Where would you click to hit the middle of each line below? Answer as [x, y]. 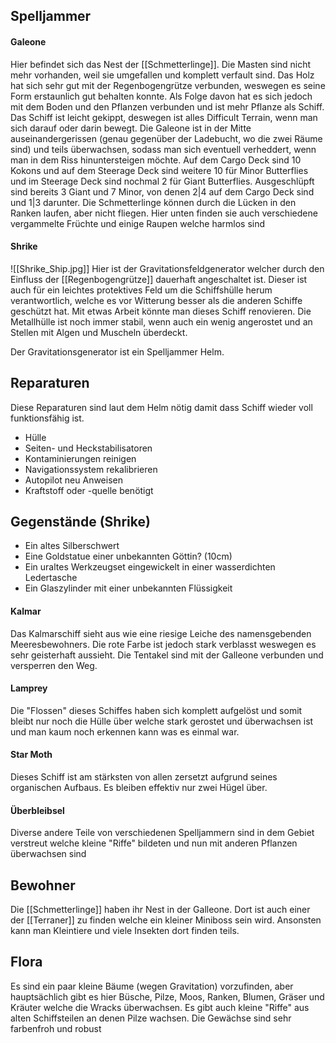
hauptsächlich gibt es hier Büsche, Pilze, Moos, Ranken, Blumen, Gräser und [167, 996]
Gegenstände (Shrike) [80, 522]
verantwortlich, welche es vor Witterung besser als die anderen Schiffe [156, 300]
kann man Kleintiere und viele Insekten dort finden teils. [125, 931]
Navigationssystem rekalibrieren [91, 469]
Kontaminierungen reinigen [80, 458]
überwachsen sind [48, 854]
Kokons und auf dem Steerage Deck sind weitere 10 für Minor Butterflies [159, 170]
